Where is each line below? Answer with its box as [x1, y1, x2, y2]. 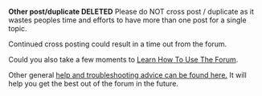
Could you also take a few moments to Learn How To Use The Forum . [8, 55, 239, 64]
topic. [8, 24, 27, 33]
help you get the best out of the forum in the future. [8, 79, 179, 88]
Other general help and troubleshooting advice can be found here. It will [8, 70, 247, 79]
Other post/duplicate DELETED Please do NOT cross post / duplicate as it [8, 7, 255, 16]
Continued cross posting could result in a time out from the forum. [8, 39, 227, 49]
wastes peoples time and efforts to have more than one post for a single [8, 15, 247, 25]
